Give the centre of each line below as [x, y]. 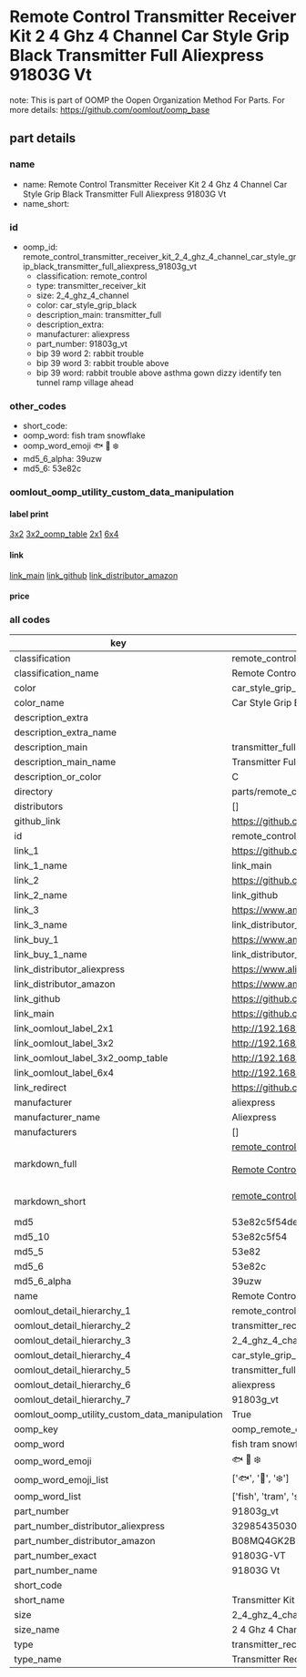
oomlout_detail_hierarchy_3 [72, 1341]
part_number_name [56, 1570]
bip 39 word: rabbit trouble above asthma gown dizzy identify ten [159, 373]
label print [29, 514]
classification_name [56, 673]
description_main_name [65, 762]
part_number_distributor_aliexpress [90, 1526]
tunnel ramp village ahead [85, 382]
